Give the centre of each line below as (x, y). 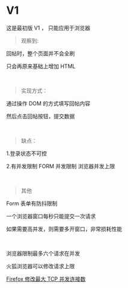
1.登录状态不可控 (26, 153)
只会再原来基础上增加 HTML (41, 66)
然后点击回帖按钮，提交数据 (41, 116)
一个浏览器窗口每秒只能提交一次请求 (51, 216)
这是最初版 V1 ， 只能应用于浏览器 (48, 28)
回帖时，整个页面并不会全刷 (41, 53)
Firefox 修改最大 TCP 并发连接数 (46, 279)
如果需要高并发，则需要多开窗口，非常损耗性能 (64, 228)
